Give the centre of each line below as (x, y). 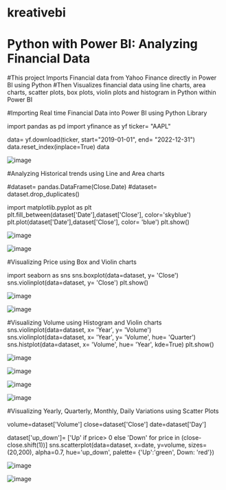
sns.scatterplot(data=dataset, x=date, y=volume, (118, 445)
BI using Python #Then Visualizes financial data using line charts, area (106, 85)
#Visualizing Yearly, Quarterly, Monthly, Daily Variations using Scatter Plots (113, 411)
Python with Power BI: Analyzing (102, 44)
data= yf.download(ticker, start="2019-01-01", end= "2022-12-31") (101, 140)
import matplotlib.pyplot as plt (49, 208)
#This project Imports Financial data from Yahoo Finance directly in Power (112, 78)
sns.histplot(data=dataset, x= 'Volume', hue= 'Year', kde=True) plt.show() (111, 344)
